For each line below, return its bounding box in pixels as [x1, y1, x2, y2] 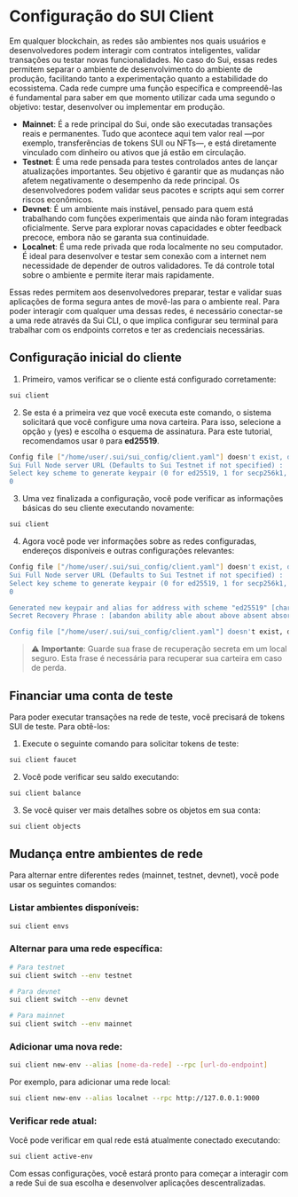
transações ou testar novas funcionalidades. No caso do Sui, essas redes [9, 54, 278, 65]
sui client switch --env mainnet [9, 1020, 133, 1028]
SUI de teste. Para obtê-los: [9, 721, 111, 731]
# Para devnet [9, 987, 62, 996]
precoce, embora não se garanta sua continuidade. [21, 232, 210, 242]
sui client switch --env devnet [9, 996, 129, 1004]
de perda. [30, 663, 67, 673]
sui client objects [9, 822, 82, 831]
